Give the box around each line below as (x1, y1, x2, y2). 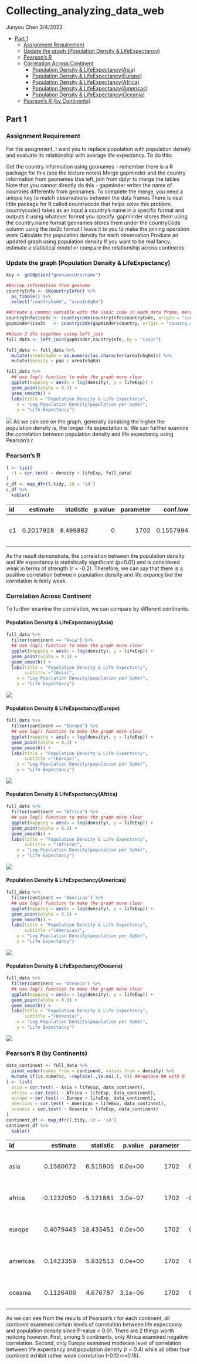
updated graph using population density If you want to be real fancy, (6, 238, 172, 245)
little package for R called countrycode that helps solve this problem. (6, 200, 172, 207)
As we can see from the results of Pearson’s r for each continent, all (6, 1314, 170, 1322)
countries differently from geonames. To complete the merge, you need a (6, 188, 184, 195)
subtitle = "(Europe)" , (24, 756, 80, 762)
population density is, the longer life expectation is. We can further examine (6, 425, 189, 432)
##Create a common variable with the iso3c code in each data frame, (6, 309, 180, 315)
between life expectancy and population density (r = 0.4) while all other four (6, 1346, 190, 1353)
